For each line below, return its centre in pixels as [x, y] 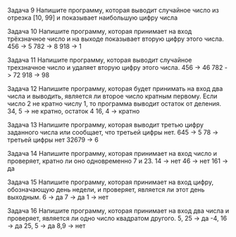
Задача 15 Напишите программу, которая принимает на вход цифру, [110, 182]
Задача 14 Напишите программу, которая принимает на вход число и [112, 153]
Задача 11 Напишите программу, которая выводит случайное [100, 60]
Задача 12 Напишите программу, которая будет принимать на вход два [115, 89]
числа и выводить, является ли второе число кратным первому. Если [112, 96]
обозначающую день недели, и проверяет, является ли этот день [106, 189]
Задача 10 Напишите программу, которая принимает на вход [100, 31]
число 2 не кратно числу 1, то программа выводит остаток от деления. [114, 104]
